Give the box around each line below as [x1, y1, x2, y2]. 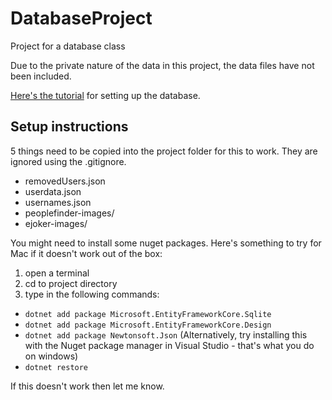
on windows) [24, 350, 79, 362]
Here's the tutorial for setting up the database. [10, 89, 201, 101]
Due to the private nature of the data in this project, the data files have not [10, 59, 315, 71]
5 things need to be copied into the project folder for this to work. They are [10, 145, 318, 157]
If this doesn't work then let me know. [10, 380, 165, 392]
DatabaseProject [10, 7, 153, 30]
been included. [10, 70, 72, 82]
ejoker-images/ [24, 217, 88, 229]
